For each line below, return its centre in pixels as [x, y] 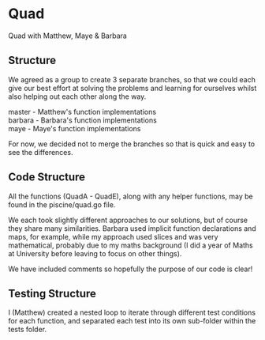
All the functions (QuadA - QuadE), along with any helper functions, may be [131, 196]
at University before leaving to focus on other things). [95, 253]
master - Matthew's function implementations [82, 111]
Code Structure [47, 178]
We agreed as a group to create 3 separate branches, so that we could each [132, 79]
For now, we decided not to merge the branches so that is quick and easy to [131, 144]
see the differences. [41, 152]
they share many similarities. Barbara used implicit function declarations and [132, 228]
